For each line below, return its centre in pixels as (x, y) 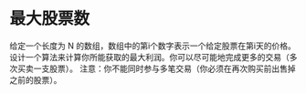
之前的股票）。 (36, 79)
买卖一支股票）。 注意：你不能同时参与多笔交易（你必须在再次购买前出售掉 (156, 68)
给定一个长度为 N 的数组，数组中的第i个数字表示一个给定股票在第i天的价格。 (153, 46)
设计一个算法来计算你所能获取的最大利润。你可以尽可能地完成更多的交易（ (149, 57)
